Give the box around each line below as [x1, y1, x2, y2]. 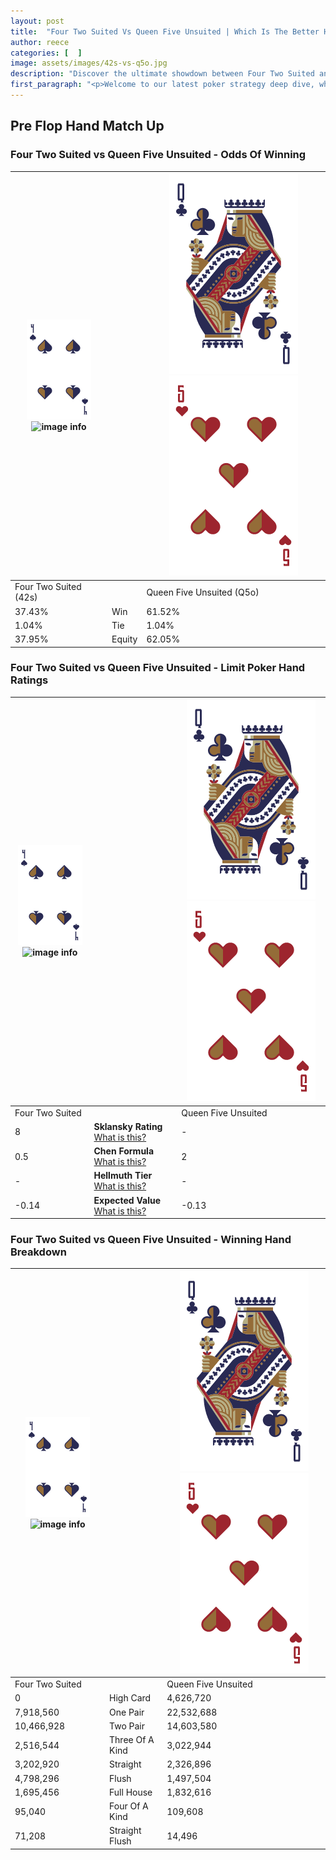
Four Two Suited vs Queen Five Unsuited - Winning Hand [10, 1233, 292, 1247]
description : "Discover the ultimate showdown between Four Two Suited [10, 69, 315, 79]
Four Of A [109, 1800, 149, 1812]
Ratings [10, 673, 49, 687]
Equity [111, 633, 138, 645]
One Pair [109, 1706, 145, 1718]
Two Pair [109, 1720, 146, 1732]
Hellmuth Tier [93, 1170, 153, 1182]
